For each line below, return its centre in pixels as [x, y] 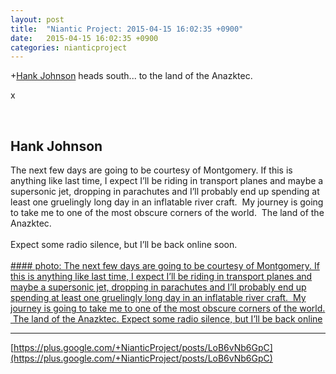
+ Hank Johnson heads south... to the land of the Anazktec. [131, 76]
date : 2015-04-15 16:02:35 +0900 [84, 38]
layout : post [37, 19]
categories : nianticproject [69, 47]
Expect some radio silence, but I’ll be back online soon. [124, 245]
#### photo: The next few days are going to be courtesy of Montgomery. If [165, 266]
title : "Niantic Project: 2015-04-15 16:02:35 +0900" [127, 29]
